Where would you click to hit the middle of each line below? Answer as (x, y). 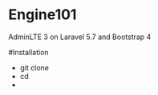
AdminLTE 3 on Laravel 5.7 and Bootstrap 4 (80, 37)
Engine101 (43, 15)
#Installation (29, 52)
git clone (34, 67)
